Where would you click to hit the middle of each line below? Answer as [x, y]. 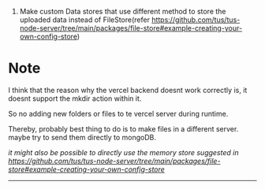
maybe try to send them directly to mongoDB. [82, 137]
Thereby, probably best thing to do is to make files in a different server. [123, 128]
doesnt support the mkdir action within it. [75, 98]
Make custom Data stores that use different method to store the [123, 11]
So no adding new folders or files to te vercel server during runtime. [118, 113]
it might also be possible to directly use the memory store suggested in [123, 152]
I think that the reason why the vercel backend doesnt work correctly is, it [128, 90]
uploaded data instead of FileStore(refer [84, 20]
